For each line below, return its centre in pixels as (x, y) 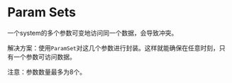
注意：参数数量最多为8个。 (47, 72)
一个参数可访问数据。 (44, 57)
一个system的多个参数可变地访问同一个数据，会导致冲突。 (93, 33)
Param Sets (42, 12)
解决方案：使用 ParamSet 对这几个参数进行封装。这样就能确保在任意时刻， (114, 48)
